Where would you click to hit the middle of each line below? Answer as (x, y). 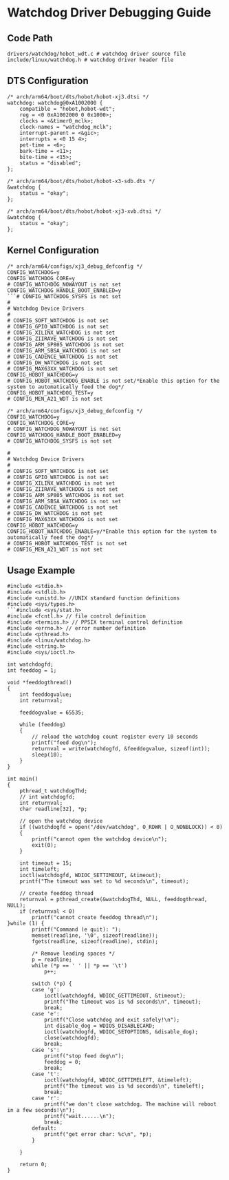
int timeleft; (40, 870)
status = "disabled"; (50, 163)
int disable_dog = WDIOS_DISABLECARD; (99, 1026)
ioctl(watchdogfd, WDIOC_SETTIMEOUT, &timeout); (90, 876)
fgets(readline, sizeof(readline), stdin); (95, 942)
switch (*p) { (52, 984)
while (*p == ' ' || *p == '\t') (80, 966)
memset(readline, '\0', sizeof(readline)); (95, 936)
